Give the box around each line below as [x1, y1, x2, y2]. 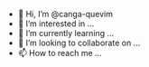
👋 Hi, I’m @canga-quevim [17, 9, 113, 19]
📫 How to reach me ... [17, 48, 102, 58]
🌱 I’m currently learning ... [17, 28, 115, 38]
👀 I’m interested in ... [17, 18, 95, 29]
